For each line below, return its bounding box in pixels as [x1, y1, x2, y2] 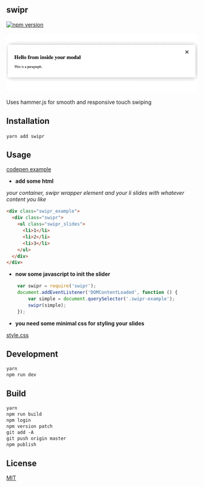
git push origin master [6, 435, 67, 442]
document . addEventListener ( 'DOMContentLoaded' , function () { [17, 290, 178, 296]
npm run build [6, 411, 42, 418]
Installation [6, 116, 50, 126]
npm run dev [6, 372, 36, 378]
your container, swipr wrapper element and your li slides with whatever [6, 189, 185, 197]
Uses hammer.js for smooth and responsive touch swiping [6, 98, 152, 106]
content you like [6, 196, 47, 203]
